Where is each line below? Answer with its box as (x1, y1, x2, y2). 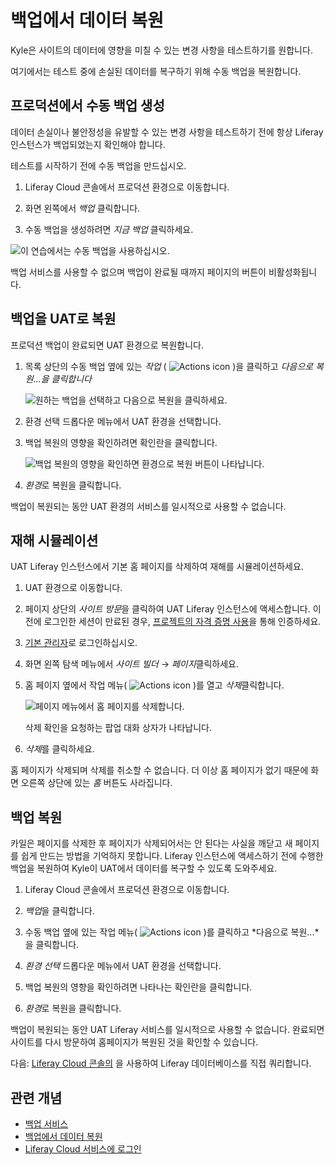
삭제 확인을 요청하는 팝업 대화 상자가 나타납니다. (24, 722, 212, 734)
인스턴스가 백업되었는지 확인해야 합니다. (10, 138, 166, 150)
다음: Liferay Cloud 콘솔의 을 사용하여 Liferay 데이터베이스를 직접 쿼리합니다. (10, 1057, 312, 1070)
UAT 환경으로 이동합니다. (24, 582, 123, 594)
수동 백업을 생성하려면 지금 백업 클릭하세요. (24, 223, 194, 235)
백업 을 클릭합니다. (24, 905, 95, 917)
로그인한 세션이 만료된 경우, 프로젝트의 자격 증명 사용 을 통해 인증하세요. (43, 616, 322, 628)
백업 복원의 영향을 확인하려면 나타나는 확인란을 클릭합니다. (24, 981, 253, 993)
